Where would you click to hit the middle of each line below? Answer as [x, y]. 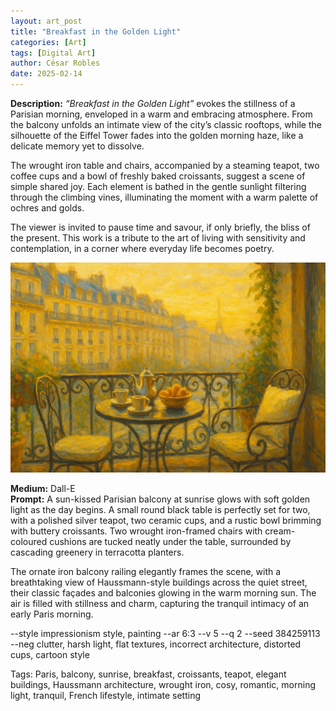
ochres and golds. [47, 208]
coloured [29, 541]
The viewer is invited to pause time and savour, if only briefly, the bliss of [160, 227]
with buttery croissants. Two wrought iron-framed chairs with [136, 531]
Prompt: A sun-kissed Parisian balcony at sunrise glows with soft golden [160, 499]
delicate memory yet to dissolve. [77, 146]
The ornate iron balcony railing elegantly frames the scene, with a [146, 571]
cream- [280, 531]
